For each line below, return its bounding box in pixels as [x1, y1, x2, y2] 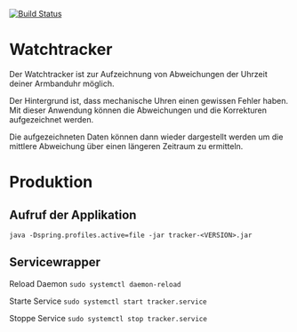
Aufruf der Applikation [9, 207, 137, 222]
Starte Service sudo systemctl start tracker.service [9, 296, 207, 306]
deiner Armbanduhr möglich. [9, 78, 115, 89]
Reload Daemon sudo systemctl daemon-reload [9, 278, 181, 289]
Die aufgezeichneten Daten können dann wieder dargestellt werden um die [9, 131, 284, 142]
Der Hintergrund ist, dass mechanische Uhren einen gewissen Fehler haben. [9, 95, 289, 106]
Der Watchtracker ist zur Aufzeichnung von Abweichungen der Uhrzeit [9, 68, 269, 79]
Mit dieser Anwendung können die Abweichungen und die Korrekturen [9, 105, 267, 115]
